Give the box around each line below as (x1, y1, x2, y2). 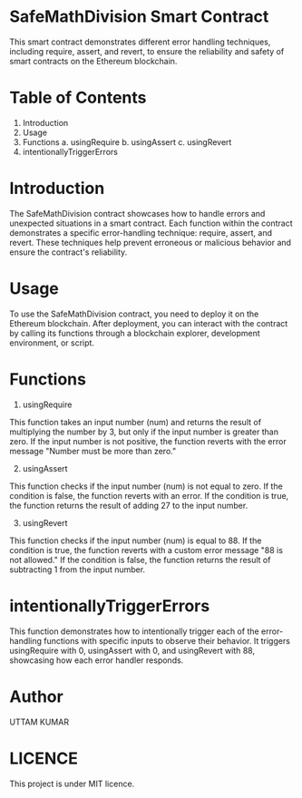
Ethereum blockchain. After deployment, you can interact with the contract (9, 317, 288, 328)
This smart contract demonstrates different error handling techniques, (9, 36, 271, 47)
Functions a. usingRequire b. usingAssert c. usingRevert (22, 136, 232, 147)
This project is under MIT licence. (9, 778, 135, 789)
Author (9, 686, 63, 706)
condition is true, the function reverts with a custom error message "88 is (9, 544, 284, 555)
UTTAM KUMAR (9, 716, 70, 727)
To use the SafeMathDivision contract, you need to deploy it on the (9, 308, 259, 319)
